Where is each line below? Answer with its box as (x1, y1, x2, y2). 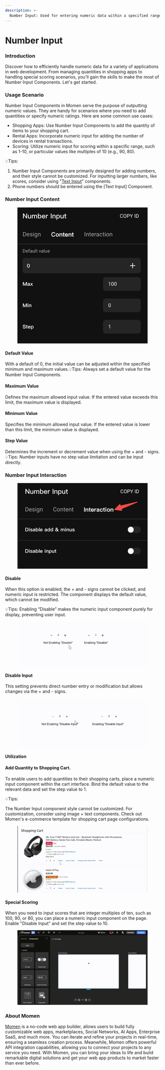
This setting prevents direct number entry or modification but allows (5, 683, 143, 689)
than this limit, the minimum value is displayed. (5, 426, 99, 432)
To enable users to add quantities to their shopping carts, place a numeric (5, 776, 155, 782)
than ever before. (5, 1060, 40, 1066)
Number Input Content (5, 196, 60, 203)
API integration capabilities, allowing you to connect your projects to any (5, 1044, 152, 1050)
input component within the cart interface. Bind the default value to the (5, 781, 149, 787)
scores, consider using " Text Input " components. (12, 178, 112, 184)
